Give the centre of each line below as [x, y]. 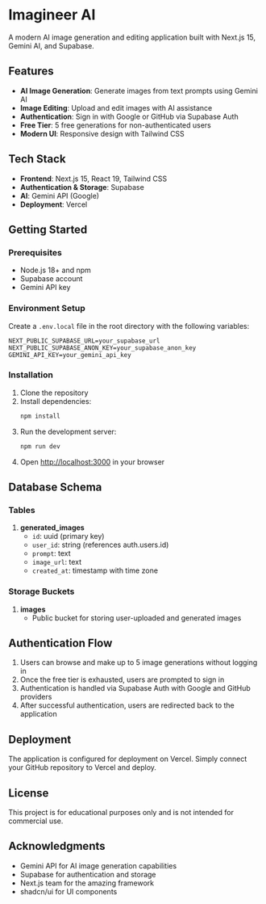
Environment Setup [47, 309]
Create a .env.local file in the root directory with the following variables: [129, 326]
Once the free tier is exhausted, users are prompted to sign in [122, 679]
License [29, 793]
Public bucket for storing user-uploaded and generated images [137, 618]
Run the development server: [68, 431]
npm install [40, 416]
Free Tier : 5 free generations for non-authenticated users [116, 125]
